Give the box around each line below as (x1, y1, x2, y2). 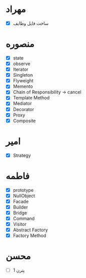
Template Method (13, 95, 50, 101)
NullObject (13, 193, 35, 199)
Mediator (13, 100, 32, 106)
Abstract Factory (13, 227, 48, 233)
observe (13, 61, 31, 67)
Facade (13, 198, 29, 204)
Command (13, 215, 35, 221)
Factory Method (13, 233, 47, 239)
